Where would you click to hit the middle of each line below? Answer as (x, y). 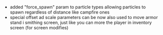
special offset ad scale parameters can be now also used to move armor (84, 17)
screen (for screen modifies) (39, 28)
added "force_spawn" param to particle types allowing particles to (78, 7)
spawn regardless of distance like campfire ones (60, 12)
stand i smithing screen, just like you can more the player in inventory (81, 22)
